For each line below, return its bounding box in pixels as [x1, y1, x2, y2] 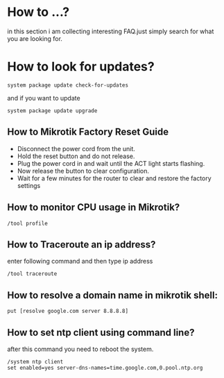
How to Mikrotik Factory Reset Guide [7, 126, 169, 138]
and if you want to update [7, 94, 81, 102]
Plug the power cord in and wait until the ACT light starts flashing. [17, 159, 205, 167]
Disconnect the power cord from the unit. [17, 144, 135, 153]
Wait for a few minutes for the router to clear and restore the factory [17, 174, 212, 182]
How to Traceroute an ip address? [7, 239, 156, 250]
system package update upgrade [7, 107, 98, 114]
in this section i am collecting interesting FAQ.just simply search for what [7, 27, 214, 35]
